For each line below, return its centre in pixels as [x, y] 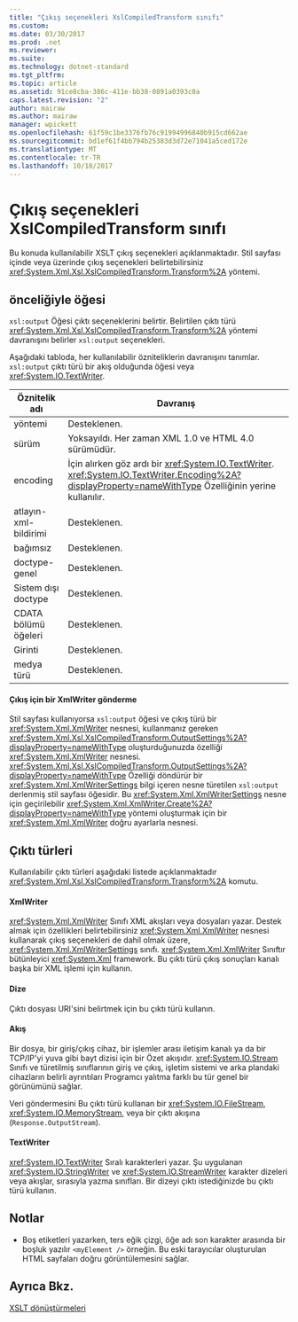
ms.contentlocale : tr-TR [55, 157]
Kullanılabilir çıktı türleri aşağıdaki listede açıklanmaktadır [113, 872]
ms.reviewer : [33, 51]
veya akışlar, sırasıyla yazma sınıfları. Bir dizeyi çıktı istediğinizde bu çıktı [141, 1181]
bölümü [30, 624]
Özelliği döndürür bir [166, 776]
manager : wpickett [43, 125]
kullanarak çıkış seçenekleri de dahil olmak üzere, [100, 940]
